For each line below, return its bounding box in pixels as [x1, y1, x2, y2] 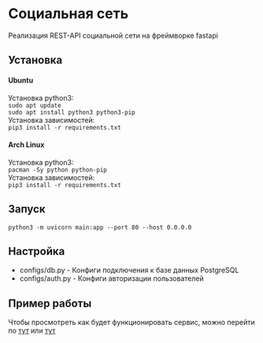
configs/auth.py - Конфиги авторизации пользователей [19, 274, 204, 283]
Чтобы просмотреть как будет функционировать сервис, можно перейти [8, 318, 256, 327]
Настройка [8, 245, 65, 258]
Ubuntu [8, 76, 34, 85]
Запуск [8, 202, 46, 216]
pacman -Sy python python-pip [8, 166, 108, 174]
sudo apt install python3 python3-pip [8, 108, 135, 116]
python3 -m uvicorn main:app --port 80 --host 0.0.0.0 [8, 223, 192, 231]
